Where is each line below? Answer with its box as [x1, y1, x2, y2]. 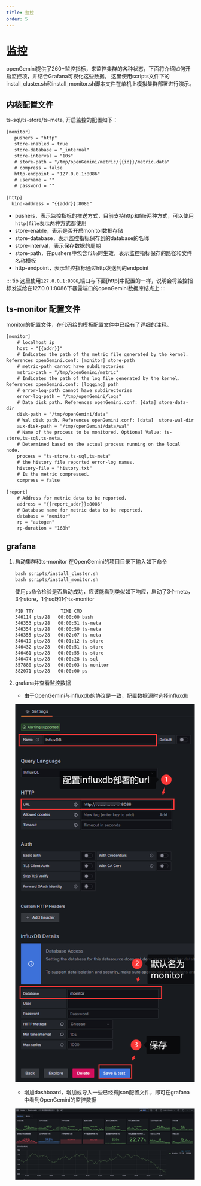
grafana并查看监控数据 [14, 679, 71, 686]
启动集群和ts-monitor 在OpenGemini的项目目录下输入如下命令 [14, 558, 167, 565]
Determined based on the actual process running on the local [22, 442, 181, 448]
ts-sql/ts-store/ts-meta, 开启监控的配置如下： [6, 117, 118, 124]
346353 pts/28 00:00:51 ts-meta [14, 620, 101, 626]
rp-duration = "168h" [17, 525, 71, 531]
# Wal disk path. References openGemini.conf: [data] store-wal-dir [17, 418, 194, 424]
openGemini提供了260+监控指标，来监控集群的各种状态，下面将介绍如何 [6, 65, 185, 72]
